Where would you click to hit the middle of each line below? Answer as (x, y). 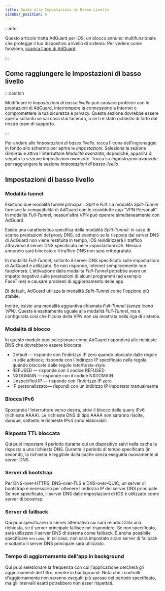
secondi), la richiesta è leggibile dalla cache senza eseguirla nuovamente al (82, 454)
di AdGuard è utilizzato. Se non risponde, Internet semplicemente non (76, 266)
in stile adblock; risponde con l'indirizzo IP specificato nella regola (79, 360)
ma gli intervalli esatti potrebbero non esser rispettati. (59, 583)
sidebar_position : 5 (26, 14)
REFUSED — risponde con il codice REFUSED (58, 370)
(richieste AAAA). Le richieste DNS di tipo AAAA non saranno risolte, (75, 415)
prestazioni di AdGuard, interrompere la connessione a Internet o (71, 108)
